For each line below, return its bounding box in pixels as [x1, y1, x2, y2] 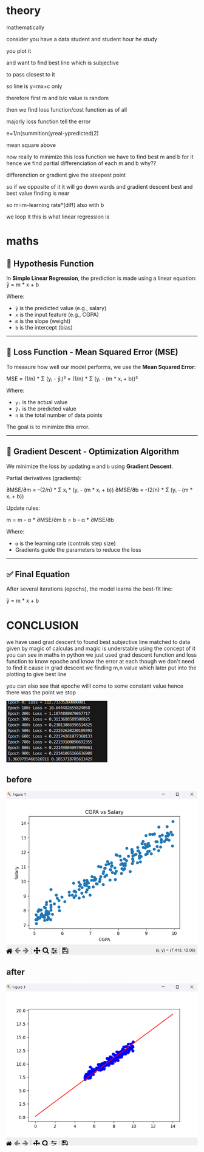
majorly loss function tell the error [6, 118, 91, 125]
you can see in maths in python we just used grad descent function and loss [6, 651, 197, 659]
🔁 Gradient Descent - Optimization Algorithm [6, 447, 179, 457]
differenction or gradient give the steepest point [6, 171, 126, 178]
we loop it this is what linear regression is [6, 213, 110, 220]
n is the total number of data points [15, 411, 103, 419]
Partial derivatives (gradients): [6, 474, 82, 481]
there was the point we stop [6, 689, 76, 696]
